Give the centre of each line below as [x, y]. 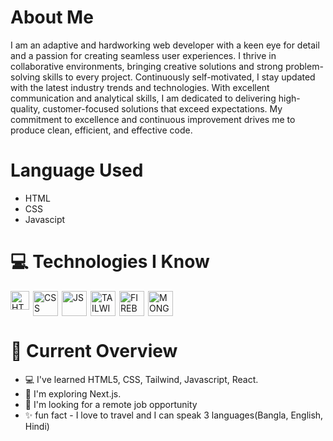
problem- [304, 66]
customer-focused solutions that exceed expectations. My [162, 108]
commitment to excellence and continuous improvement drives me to [153, 119]
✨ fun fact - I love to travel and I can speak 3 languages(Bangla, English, [174, 415]
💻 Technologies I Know [110, 262]
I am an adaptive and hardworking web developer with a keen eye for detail [165, 45]
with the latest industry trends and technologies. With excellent [140, 87]
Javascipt [45, 219]
